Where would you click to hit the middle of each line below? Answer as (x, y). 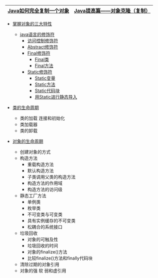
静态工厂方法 (33, 195)
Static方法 (45, 84)
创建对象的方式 (35, 152)
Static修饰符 (40, 72)
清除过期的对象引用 (40, 264)
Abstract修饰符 (43, 47)
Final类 (42, 59)
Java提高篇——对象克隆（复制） (112, 11)
